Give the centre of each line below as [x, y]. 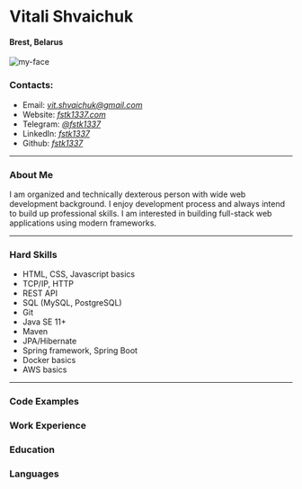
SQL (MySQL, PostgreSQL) [72, 303]
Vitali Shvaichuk [71, 17]
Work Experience [48, 426]
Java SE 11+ [44, 322]
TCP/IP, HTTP [48, 284]
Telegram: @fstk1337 [62, 124]
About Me [31, 174]
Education [32, 449]
